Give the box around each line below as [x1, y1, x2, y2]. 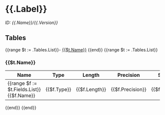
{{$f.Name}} [7, 92, 35, 99]
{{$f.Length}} [76, 86, 107, 93]
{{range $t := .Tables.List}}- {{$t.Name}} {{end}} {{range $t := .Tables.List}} [5, 46, 158, 52]
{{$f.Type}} [45, 86, 71, 93]
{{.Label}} [5, 3, 48, 15]
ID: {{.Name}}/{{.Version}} [5, 20, 58, 25]
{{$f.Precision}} [110, 86, 146, 93]
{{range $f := [7, 80, 37, 87]
